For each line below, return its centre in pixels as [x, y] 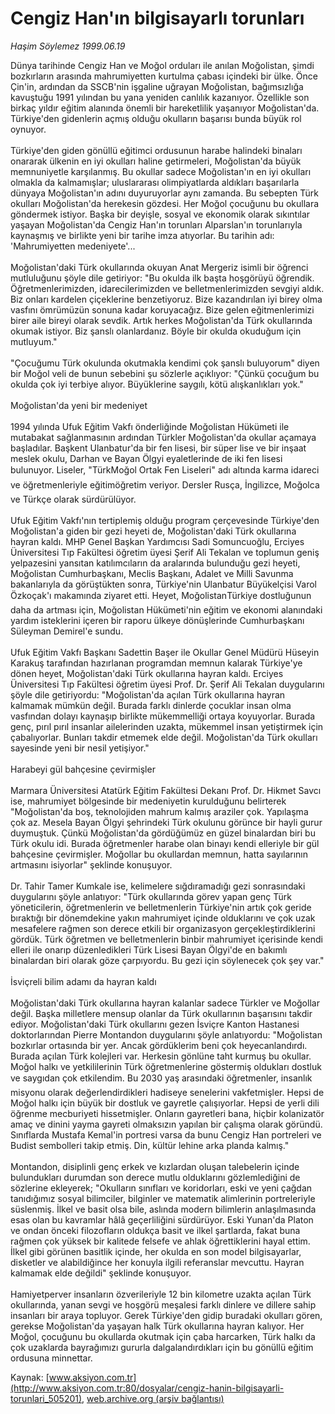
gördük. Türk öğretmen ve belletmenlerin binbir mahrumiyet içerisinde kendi [166, 939]
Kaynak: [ [30, 1377]
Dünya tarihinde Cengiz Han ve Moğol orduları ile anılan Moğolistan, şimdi [162, 65]
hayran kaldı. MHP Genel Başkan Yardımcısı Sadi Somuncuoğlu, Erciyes [157, 541]
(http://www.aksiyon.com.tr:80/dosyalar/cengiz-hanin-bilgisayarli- [147, 1388]
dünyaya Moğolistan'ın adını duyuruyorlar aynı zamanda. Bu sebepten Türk [164, 193]
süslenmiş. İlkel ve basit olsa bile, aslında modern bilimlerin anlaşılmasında [163, 1209]
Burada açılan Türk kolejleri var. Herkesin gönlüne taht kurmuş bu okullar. [161, 1056]
